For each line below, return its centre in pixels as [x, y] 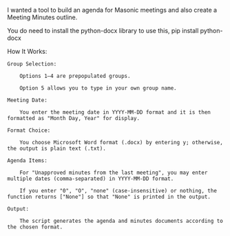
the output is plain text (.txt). [57, 148]
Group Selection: [32, 64]
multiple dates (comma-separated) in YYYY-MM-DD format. [91, 179]
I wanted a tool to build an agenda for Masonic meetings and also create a [112, 10]
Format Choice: [29, 130]
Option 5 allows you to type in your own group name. [98, 88]
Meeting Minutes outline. [42, 17]
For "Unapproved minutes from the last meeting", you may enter [114, 173]
